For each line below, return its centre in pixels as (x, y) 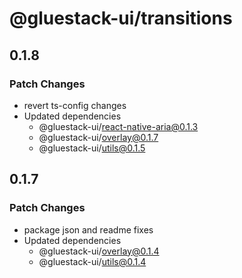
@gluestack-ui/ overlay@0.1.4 (99, 251)
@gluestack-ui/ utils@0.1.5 (92, 148)
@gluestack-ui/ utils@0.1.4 (92, 261)
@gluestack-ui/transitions (121, 18)
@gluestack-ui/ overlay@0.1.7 (98, 137)
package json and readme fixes (88, 229)
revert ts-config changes (75, 105)
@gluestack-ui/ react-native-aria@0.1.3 (118, 126)
